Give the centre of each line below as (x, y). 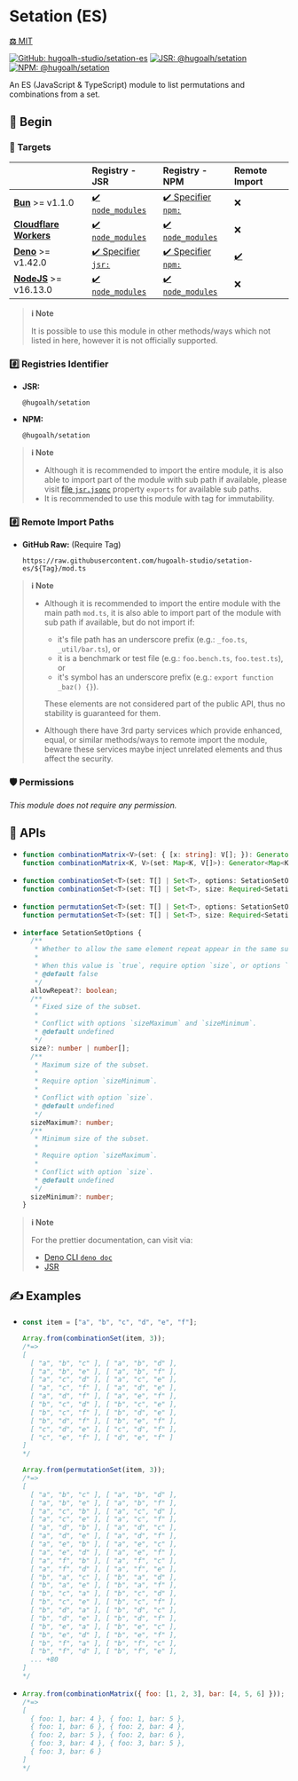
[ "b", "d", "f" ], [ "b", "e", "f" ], (104, 1421)
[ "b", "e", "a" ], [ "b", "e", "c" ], (104, 1627)
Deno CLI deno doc (78, 1257)
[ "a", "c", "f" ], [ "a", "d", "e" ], (104, 1388)
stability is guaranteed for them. (102, 713)
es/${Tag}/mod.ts (54, 569)
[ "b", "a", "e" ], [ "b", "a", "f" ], (104, 1586)
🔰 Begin (31, 122)
